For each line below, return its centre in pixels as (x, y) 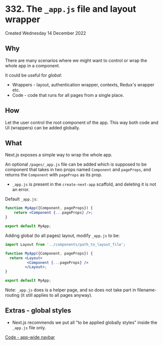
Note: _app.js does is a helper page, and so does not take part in (70, 290)
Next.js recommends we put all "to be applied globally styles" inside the (85, 322)
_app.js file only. (29, 327)
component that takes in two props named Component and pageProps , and (78, 170)
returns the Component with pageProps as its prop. (54, 175)
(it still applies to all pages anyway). (56, 295)
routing (12, 295)
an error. (21, 190)
